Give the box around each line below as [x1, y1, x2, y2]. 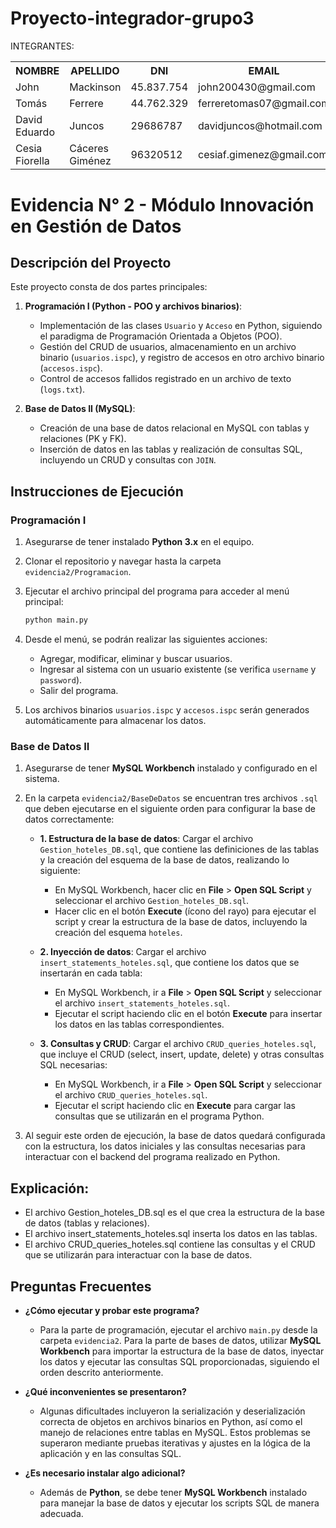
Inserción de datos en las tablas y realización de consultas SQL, [39, 443, 303, 456]
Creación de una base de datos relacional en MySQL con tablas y [39, 422, 310, 434]
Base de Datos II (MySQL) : [24, 403, 136, 415]
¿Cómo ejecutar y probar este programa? [24, 1304, 200, 1316]
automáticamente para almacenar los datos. [24, 715, 207, 726]
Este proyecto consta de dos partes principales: [10, 281, 208, 293]
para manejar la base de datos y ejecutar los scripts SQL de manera [39, 1497, 320, 1509]
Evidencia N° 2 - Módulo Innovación [10, 193, 315, 216]
